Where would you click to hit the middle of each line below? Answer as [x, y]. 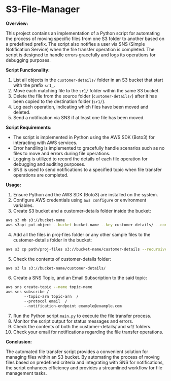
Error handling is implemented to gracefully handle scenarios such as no [89, 148]
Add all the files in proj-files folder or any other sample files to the [82, 234]
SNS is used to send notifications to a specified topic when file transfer [87, 169]
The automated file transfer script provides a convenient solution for [77, 352]
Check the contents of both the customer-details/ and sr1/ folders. [82, 326]
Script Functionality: [28, 70]
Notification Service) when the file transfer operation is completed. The [80, 49]
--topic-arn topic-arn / [52, 297]
